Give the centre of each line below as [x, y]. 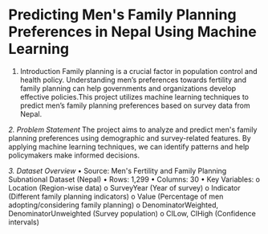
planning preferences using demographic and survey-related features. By [130, 138]
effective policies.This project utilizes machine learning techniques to [134, 96]
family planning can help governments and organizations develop [128, 88]
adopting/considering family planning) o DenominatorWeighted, [114, 205]
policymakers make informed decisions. [74, 155]
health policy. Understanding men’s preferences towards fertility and [133, 80]
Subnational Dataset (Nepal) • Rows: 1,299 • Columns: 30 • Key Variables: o [134, 179]
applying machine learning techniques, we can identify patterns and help [129, 146]
